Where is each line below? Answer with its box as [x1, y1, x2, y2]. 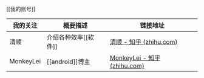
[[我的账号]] [6, 5, 36, 12]
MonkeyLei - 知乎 [109, 54, 161, 62]
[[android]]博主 [46, 57, 90, 66]
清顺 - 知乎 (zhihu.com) [109, 38, 178, 46]
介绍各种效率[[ [46, 33, 88, 41]
